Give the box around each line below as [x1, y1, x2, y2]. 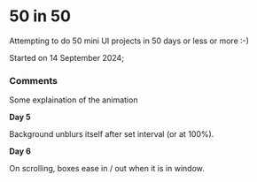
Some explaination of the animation [9, 95, 138, 105]
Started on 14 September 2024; [9, 52, 124, 63]
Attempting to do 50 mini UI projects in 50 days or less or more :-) [9, 35, 250, 46]
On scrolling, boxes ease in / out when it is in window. [9, 163, 206, 174]
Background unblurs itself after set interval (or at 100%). [9, 129, 214, 140]
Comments [9, 74, 58, 87]
